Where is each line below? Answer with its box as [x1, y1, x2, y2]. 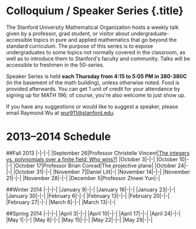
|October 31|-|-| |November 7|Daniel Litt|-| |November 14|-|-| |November [13, 168, 191, 175]
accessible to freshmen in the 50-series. [6, 61, 104, 68]
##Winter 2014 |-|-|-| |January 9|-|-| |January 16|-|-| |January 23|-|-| [6, 186, 176, 193]
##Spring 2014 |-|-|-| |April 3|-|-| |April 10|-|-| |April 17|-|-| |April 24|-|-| [6, 210, 181, 217]
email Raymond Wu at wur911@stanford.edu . [6, 109, 115, 116]
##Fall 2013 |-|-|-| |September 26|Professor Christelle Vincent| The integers [6, 149, 190, 156]
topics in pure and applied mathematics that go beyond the [33, 36, 177, 43]
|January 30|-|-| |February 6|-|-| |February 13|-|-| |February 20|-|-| [6, 192, 170, 199]
